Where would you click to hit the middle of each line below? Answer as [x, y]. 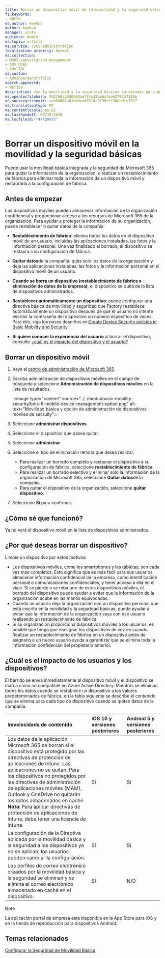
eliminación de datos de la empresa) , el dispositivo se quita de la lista [83, 286]
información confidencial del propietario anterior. [62, 645]
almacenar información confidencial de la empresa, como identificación [85, 577]
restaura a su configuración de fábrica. [52, 252]
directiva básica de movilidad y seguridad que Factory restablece [78, 306]
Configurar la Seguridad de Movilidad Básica [50, 950]
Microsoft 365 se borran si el [41, 745]
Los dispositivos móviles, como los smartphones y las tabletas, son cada [86, 567]
